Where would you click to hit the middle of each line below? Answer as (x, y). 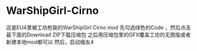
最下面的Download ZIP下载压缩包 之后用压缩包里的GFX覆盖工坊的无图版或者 (98, 34)
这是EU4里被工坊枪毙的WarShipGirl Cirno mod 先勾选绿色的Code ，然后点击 (98, 27)
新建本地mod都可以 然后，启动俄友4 (50, 42)
